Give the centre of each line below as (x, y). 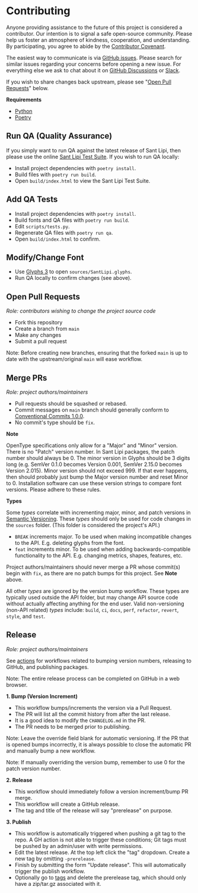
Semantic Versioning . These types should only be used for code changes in (98, 519)
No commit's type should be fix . (55, 422)
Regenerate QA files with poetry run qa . (64, 232)
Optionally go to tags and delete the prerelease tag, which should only (100, 877)
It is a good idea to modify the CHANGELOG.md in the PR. (80, 720)
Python (23, 111)
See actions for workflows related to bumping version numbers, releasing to (99, 661)
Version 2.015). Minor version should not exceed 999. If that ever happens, (97, 471)
